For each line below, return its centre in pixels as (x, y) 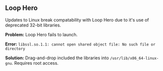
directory (15, 48)
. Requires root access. (35, 63)
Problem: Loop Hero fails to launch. (41, 34)
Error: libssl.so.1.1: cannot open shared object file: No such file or (80, 44)
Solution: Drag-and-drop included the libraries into (57, 58)
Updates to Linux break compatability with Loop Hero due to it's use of (77, 20)
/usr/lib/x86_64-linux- (134, 58)
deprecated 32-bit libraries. (33, 25)
